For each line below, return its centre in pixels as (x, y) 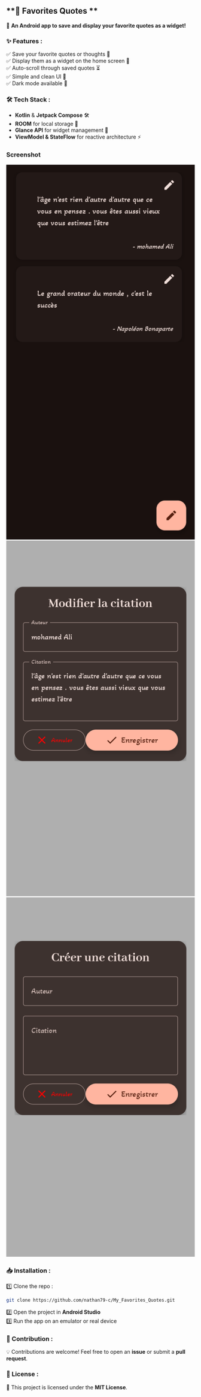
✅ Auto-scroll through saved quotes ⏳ (53, 68)
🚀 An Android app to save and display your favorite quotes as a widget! (96, 25)
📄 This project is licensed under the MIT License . (67, 1387)
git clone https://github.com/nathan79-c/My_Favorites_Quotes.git (91, 1300)
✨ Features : (25, 41)
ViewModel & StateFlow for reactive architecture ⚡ (78, 137)
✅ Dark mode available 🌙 (37, 83)
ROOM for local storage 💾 (47, 124)
